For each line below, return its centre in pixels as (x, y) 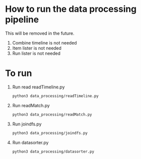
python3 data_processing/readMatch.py (52, 115)
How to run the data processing (71, 9)
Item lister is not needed (37, 48)
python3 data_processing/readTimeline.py (55, 96)
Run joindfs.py (27, 124)
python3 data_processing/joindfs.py (50, 133)
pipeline (22, 20)
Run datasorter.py (30, 142)
